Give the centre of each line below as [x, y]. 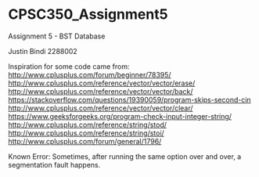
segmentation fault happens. [54, 164]
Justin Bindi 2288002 [43, 51]
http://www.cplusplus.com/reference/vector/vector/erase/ [102, 83]
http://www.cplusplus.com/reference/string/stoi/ [86, 133]
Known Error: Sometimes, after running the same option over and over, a [125, 156]
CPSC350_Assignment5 [88, 14]
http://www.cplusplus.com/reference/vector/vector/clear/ [101, 108]
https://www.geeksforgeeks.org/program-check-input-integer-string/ [120, 116]
